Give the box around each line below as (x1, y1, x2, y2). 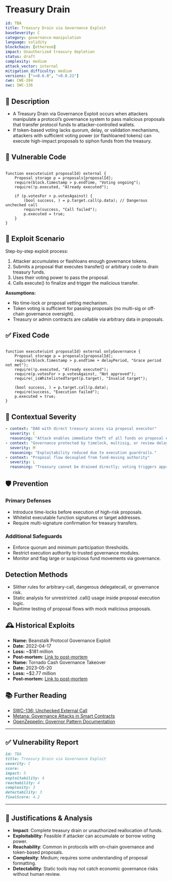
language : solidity (5, 40, 47, 45)
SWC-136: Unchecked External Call (12, 707, 88, 713)
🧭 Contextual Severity (5, 412, 77, 421)
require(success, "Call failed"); (24, 207, 97, 212)
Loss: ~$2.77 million (12, 670, 56, 676)
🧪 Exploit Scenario (5, 234, 65, 243)
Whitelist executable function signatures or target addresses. (12, 514, 142, 520)
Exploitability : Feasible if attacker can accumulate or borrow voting (12, 833, 155, 839)
